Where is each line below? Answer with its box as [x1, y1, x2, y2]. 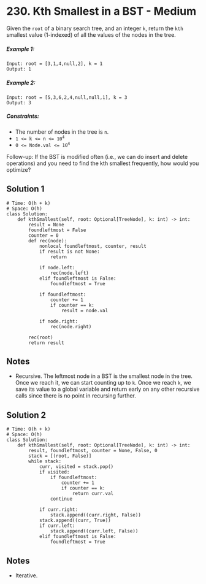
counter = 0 [28, 232, 59, 239]
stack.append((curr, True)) [39, 517, 112, 524]
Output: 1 [6, 66, 32, 72]
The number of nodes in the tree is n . [15, 128, 109, 136]
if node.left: [39, 264, 75, 271]
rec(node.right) [50, 323, 92, 329]
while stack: [28, 458, 62, 464]
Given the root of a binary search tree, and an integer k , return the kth [6, 25, 184, 32]
